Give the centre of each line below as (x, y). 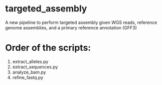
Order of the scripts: (48, 48)
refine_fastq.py (28, 77)
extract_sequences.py (35, 67)
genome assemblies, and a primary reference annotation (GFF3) (71, 27)
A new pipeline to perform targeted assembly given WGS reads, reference (81, 22)
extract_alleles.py (30, 61)
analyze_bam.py (29, 72)
